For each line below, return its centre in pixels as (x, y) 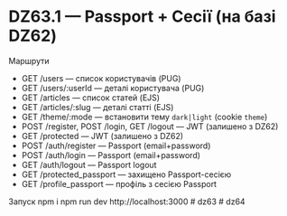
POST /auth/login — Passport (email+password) (111, 155)
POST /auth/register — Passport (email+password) (116, 146)
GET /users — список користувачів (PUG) (101, 78)
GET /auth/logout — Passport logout (89, 164)
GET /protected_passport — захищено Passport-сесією (126, 174)
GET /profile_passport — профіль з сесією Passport (119, 183)
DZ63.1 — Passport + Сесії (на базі (142, 17)
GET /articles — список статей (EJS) (90, 98)
